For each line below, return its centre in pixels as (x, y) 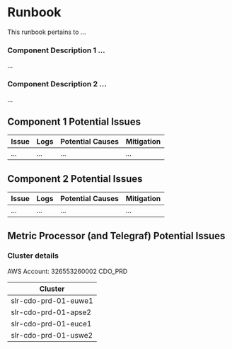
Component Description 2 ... (57, 84)
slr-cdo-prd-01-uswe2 (52, 335)
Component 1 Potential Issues (74, 121)
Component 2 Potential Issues (75, 179)
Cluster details (33, 256)
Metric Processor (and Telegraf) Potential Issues (116, 235)
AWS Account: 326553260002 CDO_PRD (68, 271)
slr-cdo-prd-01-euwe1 (52, 300)
